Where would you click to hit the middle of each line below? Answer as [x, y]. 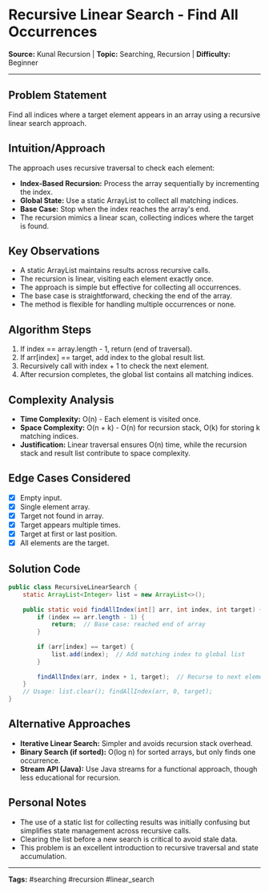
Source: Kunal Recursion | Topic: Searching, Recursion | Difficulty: [119, 54]
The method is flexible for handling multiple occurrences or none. [128, 304]
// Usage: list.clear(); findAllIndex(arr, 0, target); [118, 691]
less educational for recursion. [70, 777]
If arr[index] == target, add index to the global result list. [112, 358]
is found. [34, 225]
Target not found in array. [62, 516]
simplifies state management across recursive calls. [105, 830]
